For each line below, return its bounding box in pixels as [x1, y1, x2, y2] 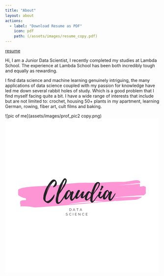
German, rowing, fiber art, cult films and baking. [5, 104, 102, 109]
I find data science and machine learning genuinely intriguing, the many [5, 78, 150, 83]
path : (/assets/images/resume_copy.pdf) [14, 34, 98, 39]
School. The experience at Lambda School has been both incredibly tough [5, 63, 156, 68]
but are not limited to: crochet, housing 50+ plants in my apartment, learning [5, 98, 160, 104]
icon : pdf [14, 28, 34, 34]
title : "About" [5, 8, 36, 13]
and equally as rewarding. [5, 68, 57, 74]
